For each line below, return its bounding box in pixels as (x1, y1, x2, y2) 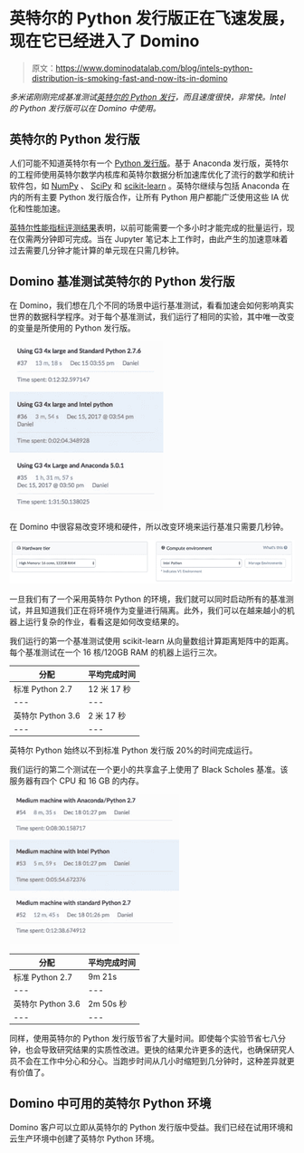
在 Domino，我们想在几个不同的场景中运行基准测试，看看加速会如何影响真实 (9, 300, 294, 311)
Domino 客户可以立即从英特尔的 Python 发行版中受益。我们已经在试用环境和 (9, 1121, 294, 1132)
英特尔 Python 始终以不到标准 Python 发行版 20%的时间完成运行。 (9, 745, 258, 756)
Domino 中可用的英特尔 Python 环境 (9, 1096, 212, 1111)
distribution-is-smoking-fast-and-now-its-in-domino (31, 72, 228, 83)
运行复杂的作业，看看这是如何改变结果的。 (24, 617, 184, 628)
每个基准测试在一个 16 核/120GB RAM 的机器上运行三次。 (9, 647, 223, 658)
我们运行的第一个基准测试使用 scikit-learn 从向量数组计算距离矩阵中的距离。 (9, 636, 294, 647)
